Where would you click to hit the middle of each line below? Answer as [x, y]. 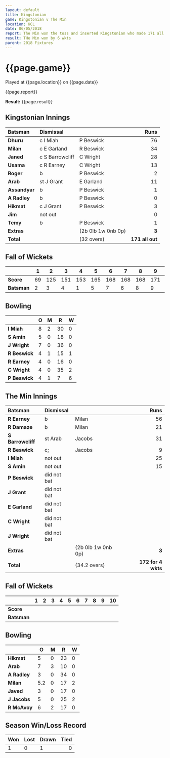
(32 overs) [92, 239]
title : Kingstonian [26, 15]
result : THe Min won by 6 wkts [38, 38]
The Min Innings [31, 396]
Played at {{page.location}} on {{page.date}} [52, 82]
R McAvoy [20, 707]
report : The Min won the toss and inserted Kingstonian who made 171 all [85, 33]
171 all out [144, 239]
